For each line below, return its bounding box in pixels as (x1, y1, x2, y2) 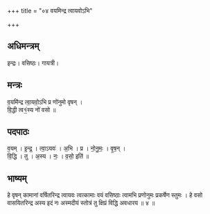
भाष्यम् (7, 172, 27, 184)
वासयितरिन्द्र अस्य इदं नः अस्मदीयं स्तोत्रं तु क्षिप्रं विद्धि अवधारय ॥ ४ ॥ (7, 199, 155, 207)
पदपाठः (7, 126, 30, 138)
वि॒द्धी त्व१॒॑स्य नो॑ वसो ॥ (7, 105, 56, 114)
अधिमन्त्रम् (7, 40, 40, 52)
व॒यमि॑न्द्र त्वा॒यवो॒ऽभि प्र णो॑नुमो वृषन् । (7, 98, 83, 106)
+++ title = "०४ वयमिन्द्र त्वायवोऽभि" (7, 7, 93, 15)
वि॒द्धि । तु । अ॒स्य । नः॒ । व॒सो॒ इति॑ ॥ (7, 152, 89, 161)
